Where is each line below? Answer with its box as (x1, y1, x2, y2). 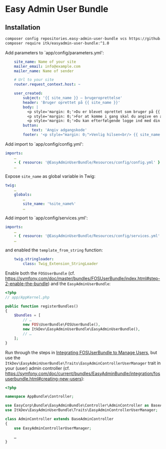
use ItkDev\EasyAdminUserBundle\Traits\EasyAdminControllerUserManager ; (5, 408, 158, 413)
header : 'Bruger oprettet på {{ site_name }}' (23, 100, 121, 105)
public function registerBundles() (5, 304, 79, 309)
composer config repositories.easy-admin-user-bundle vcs (5, 36, 127, 41)
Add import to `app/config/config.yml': (5, 141, 84, 147)
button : (23, 123, 39, 128)
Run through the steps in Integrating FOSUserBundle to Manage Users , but (5, 349, 157, 355)
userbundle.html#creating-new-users (5, 375, 82, 381)
